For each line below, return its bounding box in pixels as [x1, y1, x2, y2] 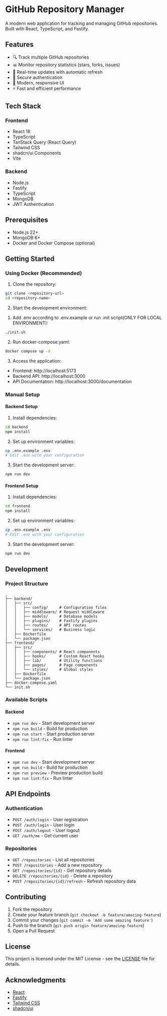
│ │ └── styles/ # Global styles [5, 667, 94, 672]
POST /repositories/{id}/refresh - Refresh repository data [12, 878, 136, 884]
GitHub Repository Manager [5, 4, 125, 15]
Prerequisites [5, 216, 48, 225]
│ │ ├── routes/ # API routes [5, 623, 87, 628]
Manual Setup [5, 391, 40, 398]
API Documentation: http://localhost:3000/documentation [12, 378, 132, 384]
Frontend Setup [5, 482, 39, 489]
